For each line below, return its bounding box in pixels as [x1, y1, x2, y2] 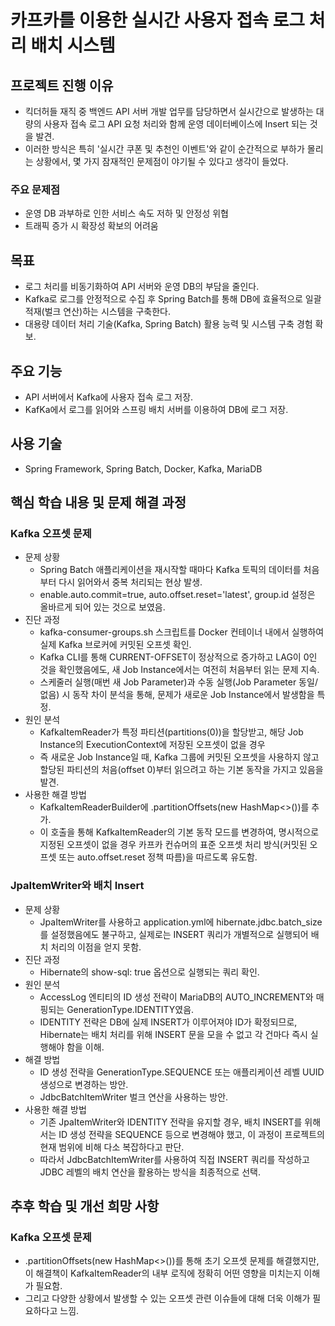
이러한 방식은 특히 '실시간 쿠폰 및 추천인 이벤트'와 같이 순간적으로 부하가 [24, 143, 305, 155]
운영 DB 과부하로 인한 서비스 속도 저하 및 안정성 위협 [24, 207, 229, 220]
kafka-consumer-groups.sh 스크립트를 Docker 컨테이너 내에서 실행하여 [39, 626, 325, 638]
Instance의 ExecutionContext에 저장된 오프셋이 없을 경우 [39, 739, 266, 751]
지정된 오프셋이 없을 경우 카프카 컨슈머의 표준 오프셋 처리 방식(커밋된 [39, 839, 308, 851]
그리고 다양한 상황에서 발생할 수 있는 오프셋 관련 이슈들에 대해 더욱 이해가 [24, 1292, 311, 1305]
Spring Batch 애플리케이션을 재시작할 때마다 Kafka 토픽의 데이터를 [39, 564, 302, 576]
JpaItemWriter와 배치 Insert [10, 879, 145, 893]
